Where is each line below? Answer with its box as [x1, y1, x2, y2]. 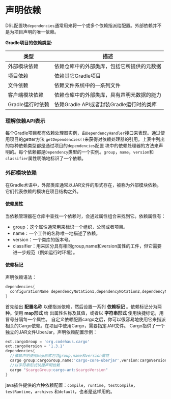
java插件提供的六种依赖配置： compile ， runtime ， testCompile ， [5, 382, 138, 388]
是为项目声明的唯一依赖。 [5, 28, 59, 35]
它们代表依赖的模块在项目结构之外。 [5, 188, 81, 194]
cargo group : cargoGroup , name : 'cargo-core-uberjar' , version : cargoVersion [10, 358, 167, 363]
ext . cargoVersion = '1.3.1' [5, 344, 65, 349]
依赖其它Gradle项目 [54, 72, 101, 79]
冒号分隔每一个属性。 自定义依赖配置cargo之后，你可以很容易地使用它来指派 [5, 316, 166, 322]
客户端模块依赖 [8, 91, 44, 98]
